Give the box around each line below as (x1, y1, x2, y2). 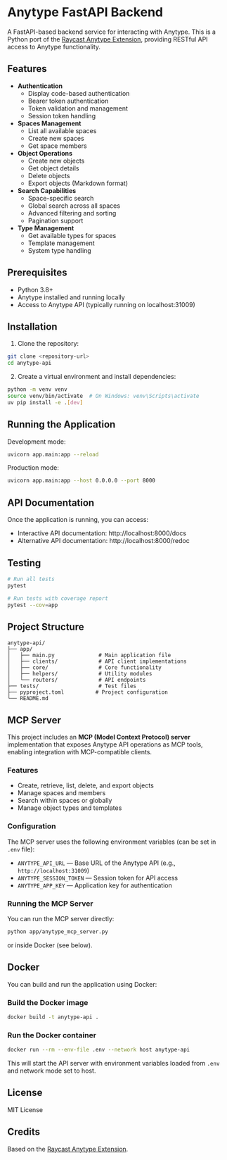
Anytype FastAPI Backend (7, 4, 164, 20)
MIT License (7, 1105, 44, 1114)
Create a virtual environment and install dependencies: (17, 373, 176, 381)
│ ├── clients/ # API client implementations (7, 658, 188, 666)
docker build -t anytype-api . (7, 1014, 99, 1021)
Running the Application (7, 418, 116, 430)
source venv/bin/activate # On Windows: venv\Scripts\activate (7, 392, 200, 399)
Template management (27, 239, 95, 247)
